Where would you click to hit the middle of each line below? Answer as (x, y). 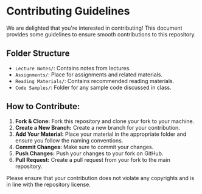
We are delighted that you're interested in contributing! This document (94, 28)
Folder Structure (38, 54)
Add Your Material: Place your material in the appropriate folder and (101, 134)
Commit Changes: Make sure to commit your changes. (84, 147)
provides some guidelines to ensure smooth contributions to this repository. (101, 34)
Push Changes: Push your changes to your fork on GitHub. (89, 153)
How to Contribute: (43, 106)
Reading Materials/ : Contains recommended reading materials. (95, 81)
